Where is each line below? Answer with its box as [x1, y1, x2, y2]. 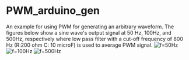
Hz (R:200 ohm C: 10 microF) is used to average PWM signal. [6, 42, 153, 48]
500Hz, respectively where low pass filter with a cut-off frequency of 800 [6, 35, 184, 42]
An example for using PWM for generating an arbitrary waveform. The [6, 23, 174, 30]
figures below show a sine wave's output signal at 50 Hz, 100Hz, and [6, 29, 172, 36]
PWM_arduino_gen [6, 4, 100, 17]
